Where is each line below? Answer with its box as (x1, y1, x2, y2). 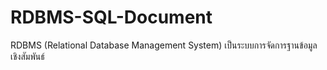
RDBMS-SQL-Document (10, 6, 213, 29)
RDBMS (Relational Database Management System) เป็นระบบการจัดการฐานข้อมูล (10, 39, 318, 51)
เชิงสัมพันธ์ (10, 50, 45, 62)
